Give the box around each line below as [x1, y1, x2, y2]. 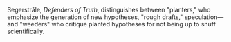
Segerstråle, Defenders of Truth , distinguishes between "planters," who [7, 6, 211, 14]
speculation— [184, 13, 224, 21]
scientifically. [7, 27, 45, 35]
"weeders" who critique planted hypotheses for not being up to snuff [19, 20, 216, 28]
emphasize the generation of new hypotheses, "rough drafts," [7, 13, 183, 21]
